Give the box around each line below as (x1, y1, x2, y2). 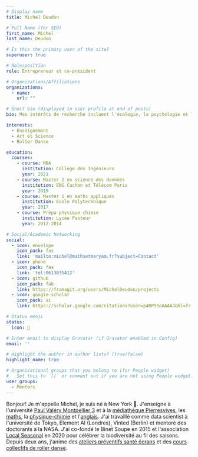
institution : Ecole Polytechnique (21, 199, 107, 205)
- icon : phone (11, 259, 46, 265)
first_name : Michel (6, 30, 54, 36)
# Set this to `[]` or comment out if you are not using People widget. (6, 373, 194, 379)
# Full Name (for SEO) (6, 25, 62, 31)
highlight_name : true (6, 357, 60, 363)
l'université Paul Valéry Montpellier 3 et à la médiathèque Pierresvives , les (6, 406, 186, 414)
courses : (11, 155, 33, 161)
